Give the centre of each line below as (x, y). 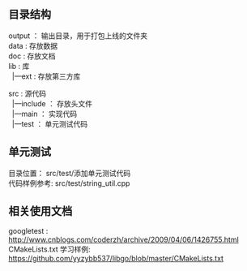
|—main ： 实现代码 (45, 114)
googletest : (28, 231)
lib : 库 (19, 66)
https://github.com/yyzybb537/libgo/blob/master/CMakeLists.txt (116, 259)
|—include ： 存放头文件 (52, 103)
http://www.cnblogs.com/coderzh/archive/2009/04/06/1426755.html (123, 240)
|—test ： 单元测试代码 (50, 123)
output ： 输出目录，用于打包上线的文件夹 (78, 36)
